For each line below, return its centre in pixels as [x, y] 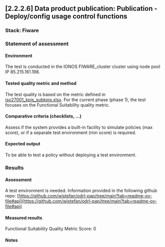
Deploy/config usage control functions [66, 17]
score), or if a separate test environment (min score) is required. [71, 132]
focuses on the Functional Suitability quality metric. [58, 105]
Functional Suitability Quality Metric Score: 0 [51, 229]
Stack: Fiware [22, 31]
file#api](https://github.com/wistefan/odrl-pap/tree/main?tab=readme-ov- [81, 201]
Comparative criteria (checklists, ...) [43, 116]
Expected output [23, 144]
